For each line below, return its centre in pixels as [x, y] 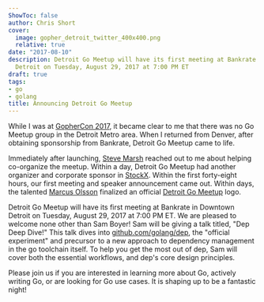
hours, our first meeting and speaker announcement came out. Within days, [131, 183]
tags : [17, 81]
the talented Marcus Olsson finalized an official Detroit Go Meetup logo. [125, 192]
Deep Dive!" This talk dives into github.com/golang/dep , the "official [119, 232]
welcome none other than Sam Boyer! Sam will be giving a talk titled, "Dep [129, 224]
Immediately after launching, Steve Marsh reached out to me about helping [130, 158]
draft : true [28, 74]
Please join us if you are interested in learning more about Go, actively [122, 273]
